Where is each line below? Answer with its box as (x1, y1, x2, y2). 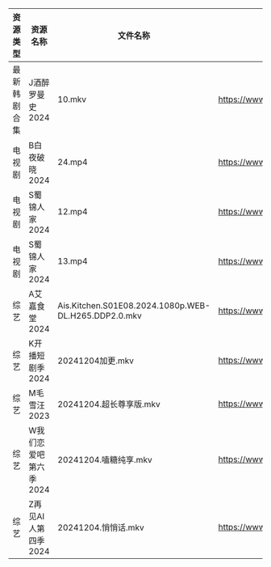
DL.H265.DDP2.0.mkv (57, 311, 143, 321)
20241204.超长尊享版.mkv (57, 399, 161, 409)
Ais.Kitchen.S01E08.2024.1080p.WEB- (57, 300, 211, 311)
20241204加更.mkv (57, 355, 135, 366)
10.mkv (57, 94, 87, 104)
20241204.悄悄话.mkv (57, 522, 144, 533)
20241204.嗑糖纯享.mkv (57, 455, 152, 465)
